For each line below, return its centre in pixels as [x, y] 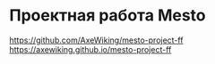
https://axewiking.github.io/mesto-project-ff [90, 49]
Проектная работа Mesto [107, 16]
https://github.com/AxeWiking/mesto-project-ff [96, 40]
